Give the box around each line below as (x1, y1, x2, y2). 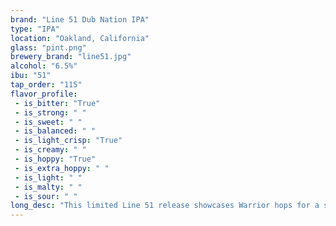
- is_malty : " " (14, 182, 83, 192)
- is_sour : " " (14, 191, 78, 201)
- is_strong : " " (14, 107, 87, 118)
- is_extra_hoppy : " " (14, 163, 110, 173)
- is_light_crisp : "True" (14, 136, 123, 146)
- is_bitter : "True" (14, 98, 101, 108)
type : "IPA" (10, 24, 60, 34)
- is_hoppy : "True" (14, 154, 97, 164)
